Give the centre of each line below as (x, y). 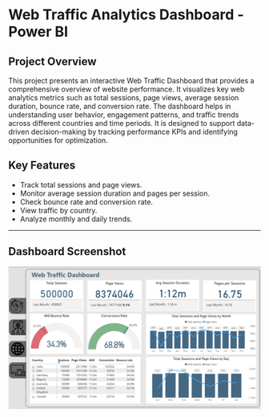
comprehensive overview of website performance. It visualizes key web (126, 89)
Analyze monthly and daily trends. (76, 219)
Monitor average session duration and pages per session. (115, 193)
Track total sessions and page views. (81, 184)
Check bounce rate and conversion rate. (86, 201)
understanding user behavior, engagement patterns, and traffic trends (124, 115)
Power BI (38, 32)
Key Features (42, 166)
